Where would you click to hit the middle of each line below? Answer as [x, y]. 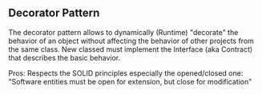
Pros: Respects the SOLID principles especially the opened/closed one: [126, 73]
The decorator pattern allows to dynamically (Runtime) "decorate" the [123, 32]
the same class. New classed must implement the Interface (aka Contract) [131, 49]
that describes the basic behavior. [64, 57]
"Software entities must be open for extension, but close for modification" [130, 81]
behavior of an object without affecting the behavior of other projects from [131, 41]
